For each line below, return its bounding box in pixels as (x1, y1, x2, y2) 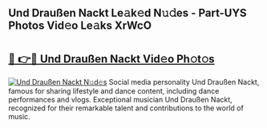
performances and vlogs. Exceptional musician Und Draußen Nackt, (8, 95, 233, 104)
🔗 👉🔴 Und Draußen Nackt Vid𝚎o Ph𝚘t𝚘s (8, 52, 215, 66)
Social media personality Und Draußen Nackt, (108, 78, 260, 86)
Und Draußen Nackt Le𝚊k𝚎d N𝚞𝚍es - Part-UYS (8, 6, 247, 20)
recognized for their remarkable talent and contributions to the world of (8, 103, 245, 113)
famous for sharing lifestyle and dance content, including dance (8, 86, 220, 95)
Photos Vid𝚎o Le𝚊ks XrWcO (8, 19, 152, 33)
